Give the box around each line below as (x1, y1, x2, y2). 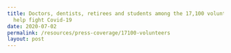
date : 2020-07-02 (7, 23, 57, 30)
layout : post (7, 36, 45, 43)
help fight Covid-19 (13, 17, 72, 23)
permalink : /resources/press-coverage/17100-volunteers (7, 29, 170, 36)
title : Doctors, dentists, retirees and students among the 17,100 (7, 10, 205, 17)
